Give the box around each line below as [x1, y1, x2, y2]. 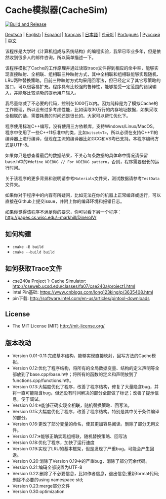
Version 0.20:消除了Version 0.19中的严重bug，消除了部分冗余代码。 [12, 458, 150, 464]
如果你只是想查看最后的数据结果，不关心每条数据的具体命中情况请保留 [5, 152, 148, 158]
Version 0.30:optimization [12, 489, 65, 495]
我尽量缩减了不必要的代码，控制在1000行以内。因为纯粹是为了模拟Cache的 [5, 100, 158, 106]
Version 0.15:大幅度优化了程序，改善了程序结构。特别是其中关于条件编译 [12, 409, 160, 415]
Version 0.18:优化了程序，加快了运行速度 [12, 439, 95, 445]
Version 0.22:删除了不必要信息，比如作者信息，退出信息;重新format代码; [12, 471, 160, 477]
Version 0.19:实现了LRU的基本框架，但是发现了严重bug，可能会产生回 [12, 446, 155, 452]
